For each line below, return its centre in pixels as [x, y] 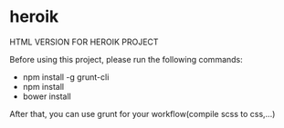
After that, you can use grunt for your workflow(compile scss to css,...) [142, 113]
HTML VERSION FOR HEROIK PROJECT [84, 42]
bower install [47, 96]
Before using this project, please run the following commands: [126, 59]
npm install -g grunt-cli [66, 77]
